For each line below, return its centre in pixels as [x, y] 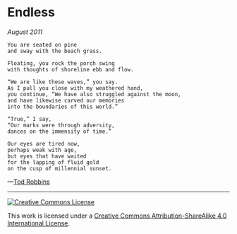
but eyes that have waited [47, 156]
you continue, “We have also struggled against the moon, [94, 94]
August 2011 [25, 32]
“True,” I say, [30, 119]
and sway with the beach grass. [55, 51]
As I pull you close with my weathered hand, [75, 88]
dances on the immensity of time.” [60, 131]
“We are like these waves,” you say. [63, 82]
